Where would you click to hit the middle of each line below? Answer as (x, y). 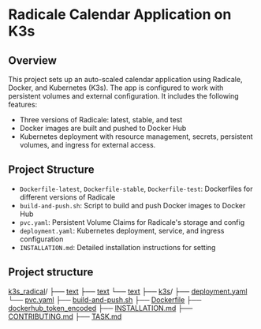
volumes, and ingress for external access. (88, 145)
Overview (33, 60)
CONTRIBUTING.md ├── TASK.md (65, 316)
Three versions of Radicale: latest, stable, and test (101, 120)
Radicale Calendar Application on (120, 15)
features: (23, 105)
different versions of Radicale (67, 197)
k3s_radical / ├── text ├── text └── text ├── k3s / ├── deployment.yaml (128, 291)
